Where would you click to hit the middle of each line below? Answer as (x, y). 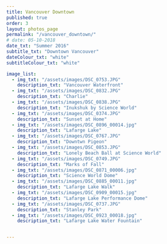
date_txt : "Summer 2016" (38, 46)
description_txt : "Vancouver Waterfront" (70, 85)
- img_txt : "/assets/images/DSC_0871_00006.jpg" (74, 170)
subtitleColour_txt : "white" (43, 63)
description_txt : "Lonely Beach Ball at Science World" (90, 153)
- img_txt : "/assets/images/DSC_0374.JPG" (66, 113)
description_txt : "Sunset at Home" (62, 119)
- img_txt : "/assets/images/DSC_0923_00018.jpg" (74, 215)
